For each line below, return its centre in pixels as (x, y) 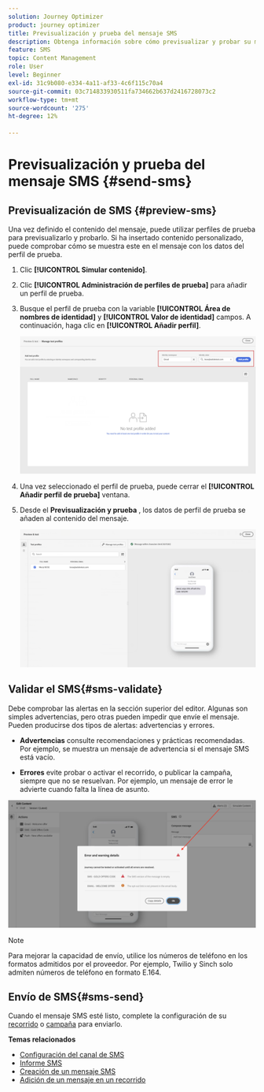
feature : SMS (29, 50)
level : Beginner (35, 75)
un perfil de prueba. (51, 293)
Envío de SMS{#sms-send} (76, 997)
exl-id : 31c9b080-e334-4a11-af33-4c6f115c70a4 (86, 83)
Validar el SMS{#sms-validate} (86, 689)
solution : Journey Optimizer (56, 17)
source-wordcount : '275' (49, 108)
